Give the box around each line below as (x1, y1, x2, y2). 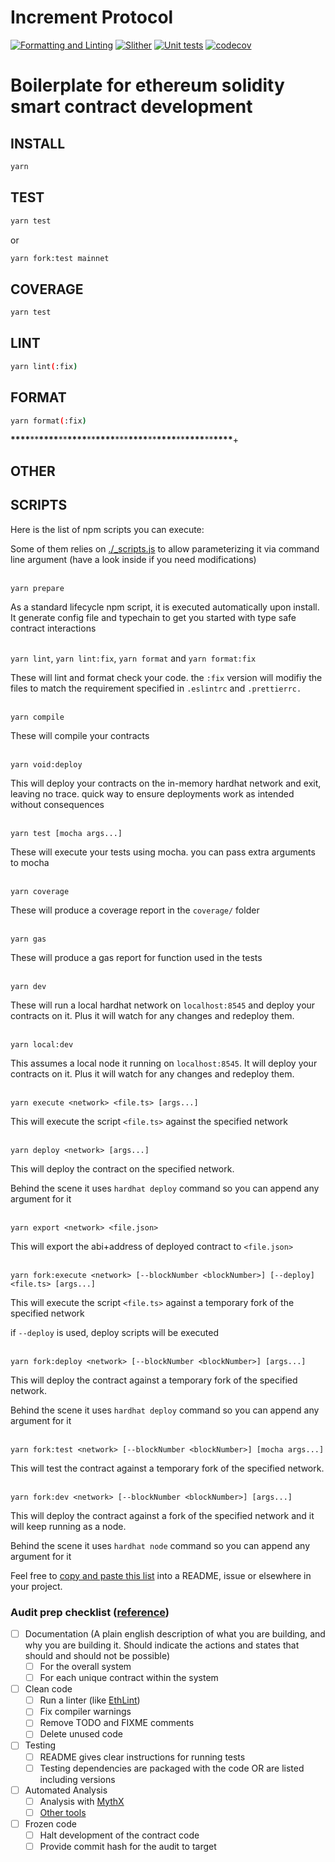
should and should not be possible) (24, 1650, 170, 1661)
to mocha (10, 856, 50, 868)
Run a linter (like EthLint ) (39, 1694, 141, 1706)
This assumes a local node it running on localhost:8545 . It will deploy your (10, 1057, 318, 1069)
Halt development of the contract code (39, 1829, 200, 1841)
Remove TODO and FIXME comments (39, 1717, 195, 1729)
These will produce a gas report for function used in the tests (10, 951, 263, 963)
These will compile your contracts (10, 729, 150, 741)
